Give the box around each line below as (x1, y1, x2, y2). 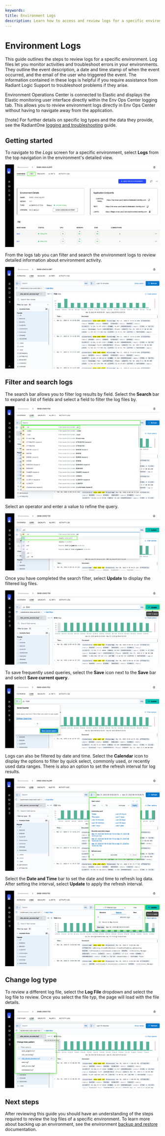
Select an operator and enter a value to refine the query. (5, 503, 119, 509)
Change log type (5, 976, 57, 984)
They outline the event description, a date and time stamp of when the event (5, 67, 160, 73)
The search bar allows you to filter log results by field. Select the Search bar (5, 391, 160, 397)
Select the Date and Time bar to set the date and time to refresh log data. (5, 875, 154, 881)
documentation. (5, 1127, 37, 1133)
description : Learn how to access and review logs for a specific (5, 18, 144, 23)
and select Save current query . (5, 675, 69, 681)
